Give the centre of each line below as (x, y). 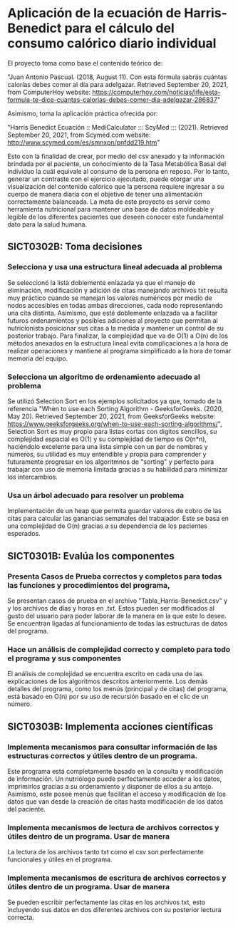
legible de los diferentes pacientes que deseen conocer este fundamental (115, 217)
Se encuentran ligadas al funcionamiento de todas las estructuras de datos (118, 623)
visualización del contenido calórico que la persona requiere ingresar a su (116, 186)
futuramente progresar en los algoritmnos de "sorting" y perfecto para (111, 462)
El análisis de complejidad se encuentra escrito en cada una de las (105, 674)
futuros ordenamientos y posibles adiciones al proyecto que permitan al (113, 320)
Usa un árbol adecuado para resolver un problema (96, 495)
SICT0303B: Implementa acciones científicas (110, 726)
